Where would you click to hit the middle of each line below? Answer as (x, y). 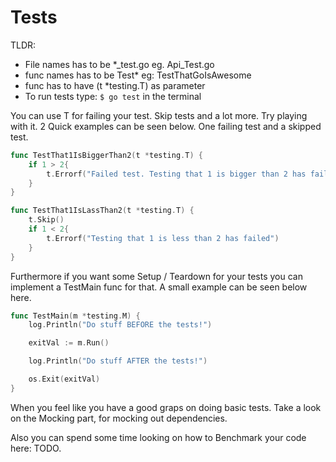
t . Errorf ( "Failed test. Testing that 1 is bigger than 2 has (176, 174)
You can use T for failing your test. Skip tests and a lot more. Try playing (159, 115)
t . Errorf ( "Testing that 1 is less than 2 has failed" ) (163, 238)
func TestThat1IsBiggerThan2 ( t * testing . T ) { (106, 155)
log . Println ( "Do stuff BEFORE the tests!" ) (120, 325)
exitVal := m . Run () (69, 343)
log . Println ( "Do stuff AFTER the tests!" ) (118, 361)
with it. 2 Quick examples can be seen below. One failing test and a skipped (166, 126)
